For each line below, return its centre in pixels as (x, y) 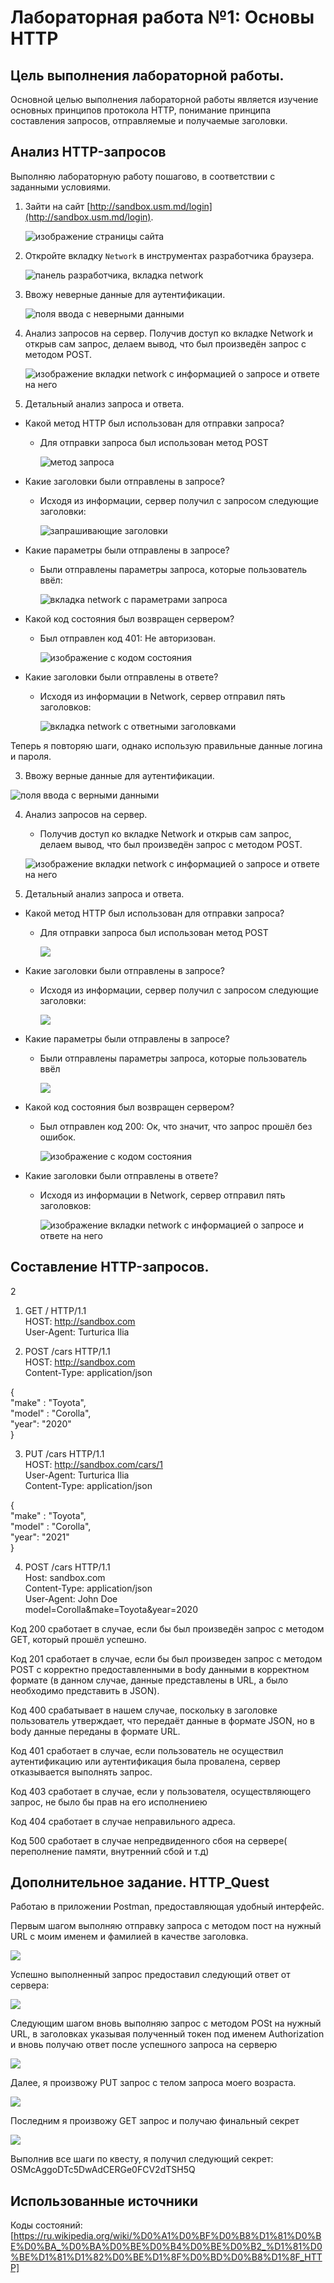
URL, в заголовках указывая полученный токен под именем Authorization (167, 2034)
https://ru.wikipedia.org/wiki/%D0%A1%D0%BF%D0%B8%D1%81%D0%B (167, 2236)
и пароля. (31, 756)
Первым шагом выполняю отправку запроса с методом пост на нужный (166, 1926)
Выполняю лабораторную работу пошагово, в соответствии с (143, 176)
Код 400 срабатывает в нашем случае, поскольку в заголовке (144, 1710)
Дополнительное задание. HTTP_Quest (140, 1882)
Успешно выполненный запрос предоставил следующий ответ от (150, 1975)
